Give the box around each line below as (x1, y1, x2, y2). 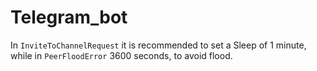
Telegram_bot (10, 6, 128, 29)
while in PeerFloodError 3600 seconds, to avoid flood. (10, 49, 233, 61)
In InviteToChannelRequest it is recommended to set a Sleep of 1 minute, (10, 39, 307, 51)
